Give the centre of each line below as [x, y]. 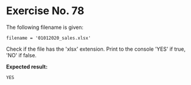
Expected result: [27, 67]
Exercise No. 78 [45, 11]
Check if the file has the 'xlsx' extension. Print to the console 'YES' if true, [96, 49]
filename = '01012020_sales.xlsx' [49, 38]
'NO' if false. [21, 55]
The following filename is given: [45, 27]
